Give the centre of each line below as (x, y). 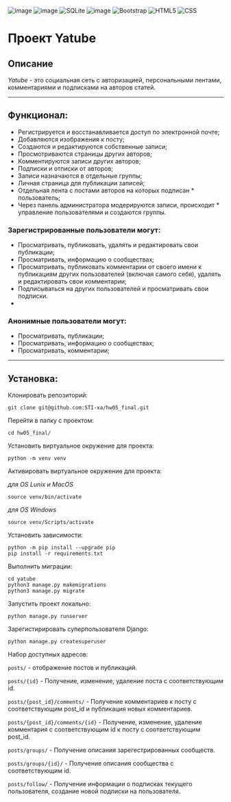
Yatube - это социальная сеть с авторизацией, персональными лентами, (115, 80)
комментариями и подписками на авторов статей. (82, 87)
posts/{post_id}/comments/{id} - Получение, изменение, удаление (105, 722)
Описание (31, 64)
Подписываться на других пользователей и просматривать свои (113, 289)
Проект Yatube (52, 38)
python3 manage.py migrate (46, 591)
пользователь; (39, 197)
